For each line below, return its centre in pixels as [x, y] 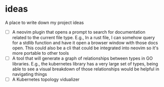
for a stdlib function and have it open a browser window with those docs [85, 43]
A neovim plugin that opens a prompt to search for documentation [79, 32]
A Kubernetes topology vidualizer [46, 80]
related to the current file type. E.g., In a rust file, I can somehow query [83, 37]
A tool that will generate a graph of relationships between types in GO [82, 58]
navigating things [30, 74]
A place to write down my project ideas [45, 22]
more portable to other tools [41, 53]
